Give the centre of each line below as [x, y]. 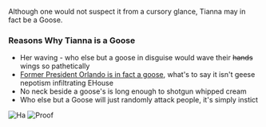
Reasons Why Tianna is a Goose [72, 40]
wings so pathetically [55, 66]
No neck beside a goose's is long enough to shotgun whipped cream [133, 91]
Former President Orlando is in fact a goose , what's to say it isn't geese [137, 75]
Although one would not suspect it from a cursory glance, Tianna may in [127, 12]
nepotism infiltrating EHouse [67, 83]
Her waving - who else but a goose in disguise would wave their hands [136, 58]
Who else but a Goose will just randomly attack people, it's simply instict [139, 100]
